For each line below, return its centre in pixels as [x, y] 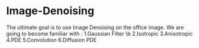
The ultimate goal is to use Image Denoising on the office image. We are [95, 27]
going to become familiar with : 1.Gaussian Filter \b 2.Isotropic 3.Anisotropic [99, 33]
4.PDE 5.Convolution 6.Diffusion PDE [52, 40]
